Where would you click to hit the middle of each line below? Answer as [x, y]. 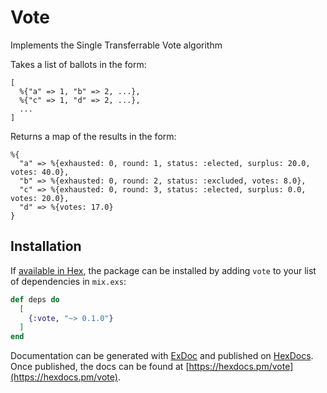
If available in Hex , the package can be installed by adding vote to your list [163, 270]
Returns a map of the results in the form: [93, 136]
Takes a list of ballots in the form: [78, 64]
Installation [46, 246]
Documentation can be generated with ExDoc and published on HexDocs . [162, 356]
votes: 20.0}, [40, 198]
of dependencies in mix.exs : [68, 281]
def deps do [35, 299]
